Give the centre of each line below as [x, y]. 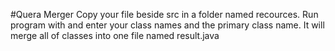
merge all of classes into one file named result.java [115, 35]
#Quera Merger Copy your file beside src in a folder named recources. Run [164, 14]
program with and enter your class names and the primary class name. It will [167, 25]
